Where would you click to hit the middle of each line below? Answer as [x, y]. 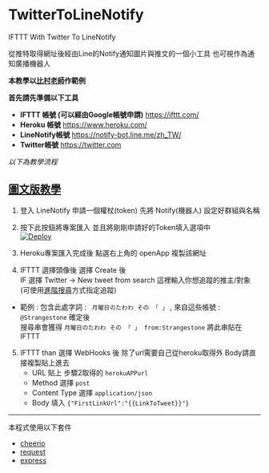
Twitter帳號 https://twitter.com [70, 144]
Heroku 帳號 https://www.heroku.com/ [84, 124]
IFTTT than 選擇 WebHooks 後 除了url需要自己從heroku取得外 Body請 [134, 352]
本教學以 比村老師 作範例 [47, 80]
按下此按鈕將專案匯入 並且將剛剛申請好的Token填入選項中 [115, 227]
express [33, 460]
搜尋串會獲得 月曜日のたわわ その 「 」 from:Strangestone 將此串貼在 [131, 327]
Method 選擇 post [61, 382]
